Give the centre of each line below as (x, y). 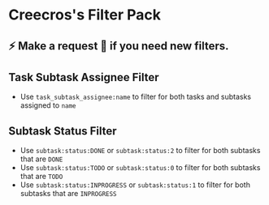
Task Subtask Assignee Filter (84, 77)
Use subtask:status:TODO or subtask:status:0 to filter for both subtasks (140, 168)
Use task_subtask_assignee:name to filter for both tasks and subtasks (136, 97)
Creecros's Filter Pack (85, 15)
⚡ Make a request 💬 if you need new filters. (119, 46)
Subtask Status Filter (63, 131)
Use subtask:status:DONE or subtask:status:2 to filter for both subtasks (140, 151)
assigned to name (48, 105)
